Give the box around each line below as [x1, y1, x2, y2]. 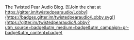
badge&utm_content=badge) [5, 30, 63, 35]
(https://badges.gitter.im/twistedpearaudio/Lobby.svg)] [5, 14, 116, 20]
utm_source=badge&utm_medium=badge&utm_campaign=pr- [5, 25, 129, 30]
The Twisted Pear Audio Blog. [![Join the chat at [5, 4, 101, 10]
